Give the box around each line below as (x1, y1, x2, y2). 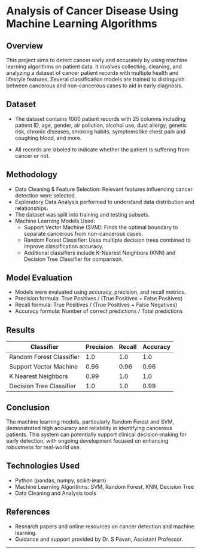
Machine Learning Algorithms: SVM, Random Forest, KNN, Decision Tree (14, 483, 194, 490)
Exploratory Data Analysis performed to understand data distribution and (14, 198, 194, 205)
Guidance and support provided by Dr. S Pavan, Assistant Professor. (14, 535, 184, 543)
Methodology (6, 169, 58, 180)
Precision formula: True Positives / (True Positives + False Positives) (14, 295, 183, 302)
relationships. (14, 205, 48, 212)
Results (6, 325, 35, 335)
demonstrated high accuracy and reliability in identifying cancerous (6, 425, 172, 432)
